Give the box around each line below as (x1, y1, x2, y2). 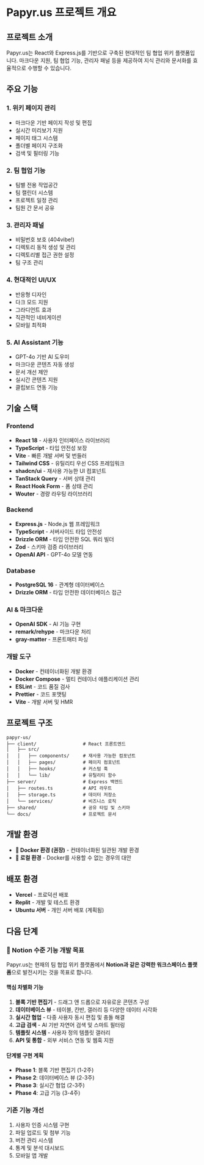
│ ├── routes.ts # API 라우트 (6, 785, 112, 791)
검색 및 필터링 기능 (15, 149, 60, 156)
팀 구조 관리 (15, 259, 44, 266)
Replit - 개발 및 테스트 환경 (15, 899, 80, 906)
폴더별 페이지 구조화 (15, 142, 63, 149)
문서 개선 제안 (15, 368, 48, 376)
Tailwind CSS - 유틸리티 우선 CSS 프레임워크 (15, 459, 125, 467)
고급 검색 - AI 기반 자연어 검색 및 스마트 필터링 (15, 1021, 125, 1029)
